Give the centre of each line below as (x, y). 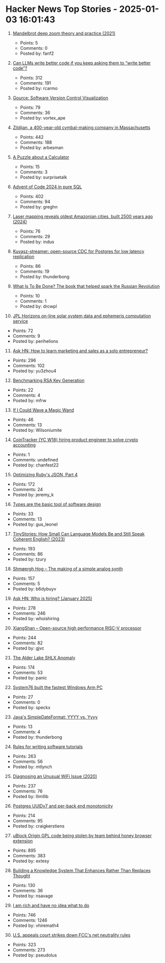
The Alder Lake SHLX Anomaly (44, 658)
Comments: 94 (35, 202)
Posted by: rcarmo (39, 88)
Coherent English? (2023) (39, 539)
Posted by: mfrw (29, 400)
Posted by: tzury (29, 559)
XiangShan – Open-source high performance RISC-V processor (77, 628)
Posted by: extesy (31, 861)
